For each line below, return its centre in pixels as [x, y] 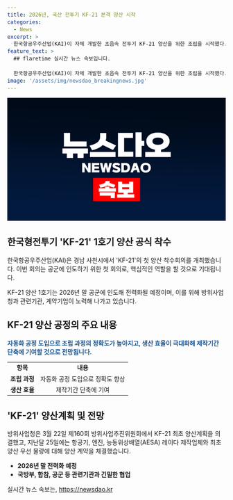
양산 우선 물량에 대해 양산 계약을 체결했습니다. [69, 451]
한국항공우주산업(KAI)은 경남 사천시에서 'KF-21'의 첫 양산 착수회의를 [100, 260]
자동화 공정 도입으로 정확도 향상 [83, 378]
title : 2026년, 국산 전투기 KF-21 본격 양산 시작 [71, 15]
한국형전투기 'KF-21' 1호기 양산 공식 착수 [89, 242]
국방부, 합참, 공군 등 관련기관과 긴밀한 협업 [74, 475]
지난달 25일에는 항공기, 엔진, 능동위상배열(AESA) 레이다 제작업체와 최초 [124, 442]
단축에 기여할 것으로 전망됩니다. [50, 352]
